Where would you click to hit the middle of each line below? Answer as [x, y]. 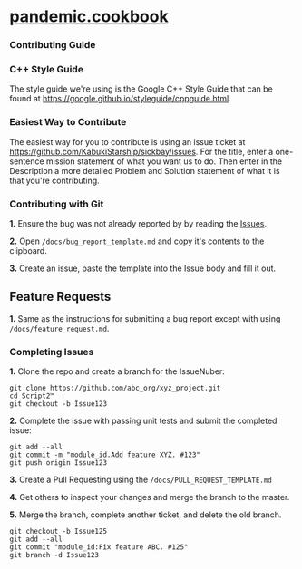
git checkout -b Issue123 [58, 404]
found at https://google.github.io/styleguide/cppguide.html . [120, 99]
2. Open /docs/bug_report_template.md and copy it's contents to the [137, 241]
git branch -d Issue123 [54, 555]
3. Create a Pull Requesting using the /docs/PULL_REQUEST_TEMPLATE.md [141, 480]
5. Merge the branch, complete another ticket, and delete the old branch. [146, 515]
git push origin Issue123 [58, 463]
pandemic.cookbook [89, 17]
